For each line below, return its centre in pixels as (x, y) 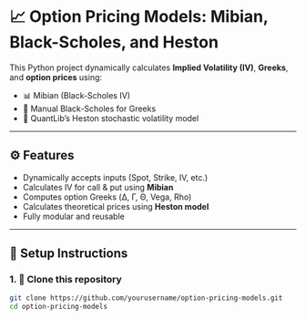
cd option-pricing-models (58, 307)
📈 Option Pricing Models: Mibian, (139, 17)
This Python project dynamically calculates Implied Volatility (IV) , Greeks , (149, 67)
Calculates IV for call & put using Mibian (98, 187)
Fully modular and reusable (73, 216)
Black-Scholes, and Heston (114, 42)
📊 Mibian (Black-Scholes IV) (76, 95)
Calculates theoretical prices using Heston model (116, 206)
